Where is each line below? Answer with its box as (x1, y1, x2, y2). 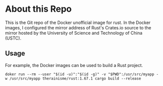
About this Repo (5, 3, 72, 15)
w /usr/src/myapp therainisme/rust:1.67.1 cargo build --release (5, 76, 141, 81)
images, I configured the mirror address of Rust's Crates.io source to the (5, 24, 152, 30)
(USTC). (5, 35, 22, 41)
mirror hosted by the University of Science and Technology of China (5, 30, 143, 36)
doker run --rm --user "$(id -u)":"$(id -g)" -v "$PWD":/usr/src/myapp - (5, 72, 159, 77)
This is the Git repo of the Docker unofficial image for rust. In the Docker (5, 20, 151, 25)
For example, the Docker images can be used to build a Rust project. (5, 62, 143, 68)
